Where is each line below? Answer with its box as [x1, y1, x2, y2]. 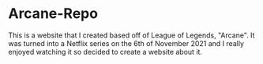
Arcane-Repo [8, 5, 99, 23]
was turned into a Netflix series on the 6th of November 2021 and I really [8, 38, 245, 48]
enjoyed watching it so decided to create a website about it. [8, 47, 203, 56]
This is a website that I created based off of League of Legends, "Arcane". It [8, 30, 255, 40]
